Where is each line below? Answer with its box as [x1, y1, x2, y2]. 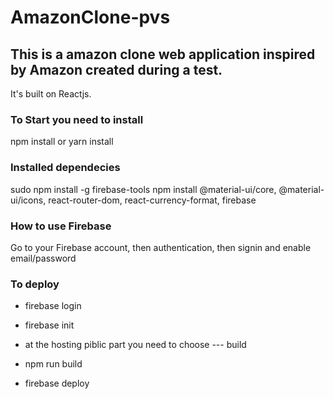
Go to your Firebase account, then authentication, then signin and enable [10, 241, 312, 253]
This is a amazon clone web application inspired [10, 46, 316, 63]
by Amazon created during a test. [10, 61, 223, 78]
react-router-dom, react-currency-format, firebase [48, 194, 257, 206]
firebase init [24, 319, 75, 331]
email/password [10, 252, 77, 264]
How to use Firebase [10, 219, 112, 233]
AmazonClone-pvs [10, 6, 171, 29]
